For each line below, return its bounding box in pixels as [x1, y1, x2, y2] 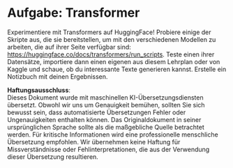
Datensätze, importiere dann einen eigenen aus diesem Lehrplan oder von [7, 57, 220, 66]
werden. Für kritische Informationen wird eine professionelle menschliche [7, 130, 218, 139]
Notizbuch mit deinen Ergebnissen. [7, 72, 108, 81]
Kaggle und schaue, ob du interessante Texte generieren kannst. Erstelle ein [7, 65, 227, 73]
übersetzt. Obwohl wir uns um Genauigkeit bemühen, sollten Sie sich [7, 100, 205, 109]
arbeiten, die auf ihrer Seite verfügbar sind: [7, 43, 131, 51]
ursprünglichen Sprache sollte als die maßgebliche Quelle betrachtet [7, 123, 204, 131]
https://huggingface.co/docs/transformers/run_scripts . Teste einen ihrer [7, 50, 215, 59]
